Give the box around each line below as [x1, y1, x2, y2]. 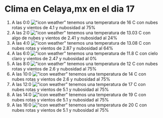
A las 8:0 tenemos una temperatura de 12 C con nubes [11, 61, 158, 67]
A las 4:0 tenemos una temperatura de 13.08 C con [11, 40, 151, 46]
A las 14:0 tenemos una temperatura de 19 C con [11, 91, 146, 98]
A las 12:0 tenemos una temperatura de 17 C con [11, 81, 146, 87]
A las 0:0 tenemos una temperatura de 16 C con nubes [11, 19, 158, 25]
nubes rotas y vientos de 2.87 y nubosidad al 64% [11, 45, 114, 51]
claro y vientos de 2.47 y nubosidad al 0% [11, 55, 97, 61]
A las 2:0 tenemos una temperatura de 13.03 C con [11, 30, 151, 35]
